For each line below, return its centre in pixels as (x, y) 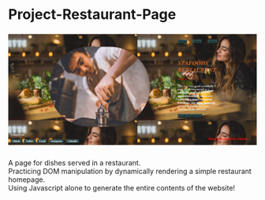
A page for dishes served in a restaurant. (75, 162)
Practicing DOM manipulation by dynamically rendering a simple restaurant (130, 171)
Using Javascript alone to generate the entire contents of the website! (121, 187)
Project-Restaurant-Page (92, 15)
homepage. (27, 180)
